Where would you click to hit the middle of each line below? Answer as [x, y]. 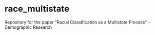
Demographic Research [28, 27]
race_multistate [37, 9]
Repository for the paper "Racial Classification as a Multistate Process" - [77, 22]
